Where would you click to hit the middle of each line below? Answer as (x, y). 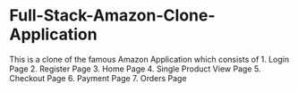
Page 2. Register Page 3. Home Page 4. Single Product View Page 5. (135, 69)
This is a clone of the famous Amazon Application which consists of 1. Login (149, 59)
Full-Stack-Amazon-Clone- (113, 16)
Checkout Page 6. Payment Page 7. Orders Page (98, 78)
